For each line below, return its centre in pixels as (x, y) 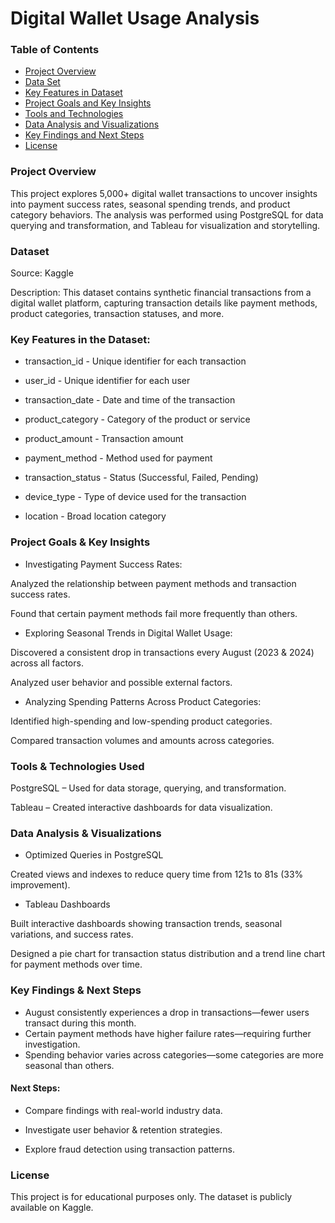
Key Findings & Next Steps (76, 990)
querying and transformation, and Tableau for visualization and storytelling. (165, 225)
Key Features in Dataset (73, 93)
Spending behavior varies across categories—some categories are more (174, 1054)
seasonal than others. (69, 1065)
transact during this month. (80, 1023)
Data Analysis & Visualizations (86, 833)
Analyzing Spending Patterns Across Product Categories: (143, 701)
